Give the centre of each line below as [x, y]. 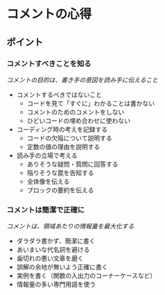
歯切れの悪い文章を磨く [50, 258]
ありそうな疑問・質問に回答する [72, 164]
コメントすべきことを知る [49, 63]
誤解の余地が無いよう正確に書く [62, 267]
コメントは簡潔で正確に [45, 210]
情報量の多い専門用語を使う [56, 285]
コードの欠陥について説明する [69, 138]
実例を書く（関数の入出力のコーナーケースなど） [86, 276]
